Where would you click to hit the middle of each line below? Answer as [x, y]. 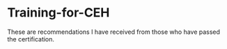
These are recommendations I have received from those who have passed [114, 32]
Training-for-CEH [58, 13]
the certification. [31, 39]
